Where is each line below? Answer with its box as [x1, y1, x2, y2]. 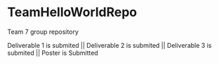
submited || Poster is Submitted [7, 49, 98, 57]
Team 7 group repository [7, 27, 79, 36]
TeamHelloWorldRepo [7, 4, 138, 20]
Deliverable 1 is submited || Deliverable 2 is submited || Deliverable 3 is [7, 41, 212, 49]
